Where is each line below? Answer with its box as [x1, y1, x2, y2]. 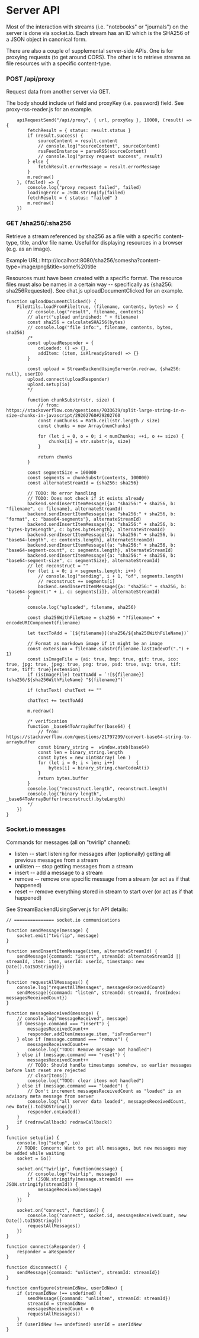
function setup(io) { [6, 1135, 60, 1141]
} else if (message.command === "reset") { [17, 1052, 126, 1058]
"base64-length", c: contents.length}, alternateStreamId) [6, 537, 155, 543]
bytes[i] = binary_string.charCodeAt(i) [48, 765, 150, 771]
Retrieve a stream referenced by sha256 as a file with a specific [6, 232, 162, 240]
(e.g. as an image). [6, 245, 52, 252]
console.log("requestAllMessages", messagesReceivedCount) [17, 984, 166, 990]
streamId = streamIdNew [27, 1301, 86, 1307]
